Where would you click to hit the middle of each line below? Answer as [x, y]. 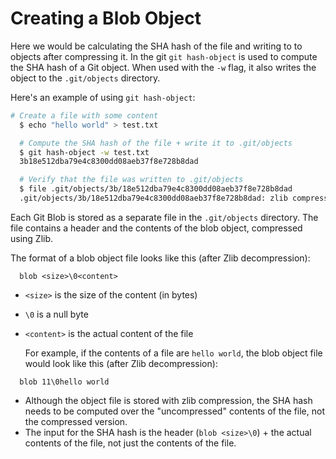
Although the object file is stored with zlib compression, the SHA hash [168, 400]
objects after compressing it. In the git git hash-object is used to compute [164, 56]
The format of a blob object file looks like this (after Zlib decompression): [160, 258]
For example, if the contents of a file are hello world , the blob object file [173, 353]
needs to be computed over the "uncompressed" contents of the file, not [175, 411]
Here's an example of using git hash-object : [103, 97]
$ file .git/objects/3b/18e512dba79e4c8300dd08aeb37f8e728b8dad [156, 189]
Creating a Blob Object [106, 18]
